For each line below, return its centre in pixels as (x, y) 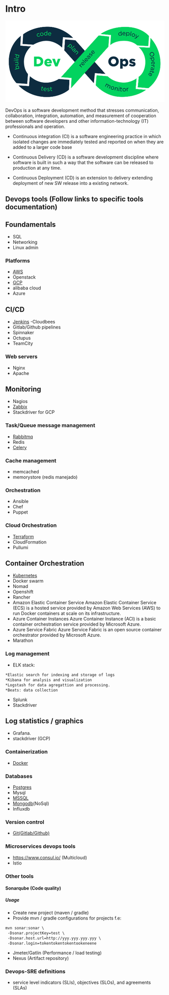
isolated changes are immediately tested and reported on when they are (88, 142)
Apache (21, 373)
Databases (19, 776)
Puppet (20, 512)
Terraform (23, 536)
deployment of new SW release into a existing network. (71, 183)
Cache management (31, 461)
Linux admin (25, 248)
